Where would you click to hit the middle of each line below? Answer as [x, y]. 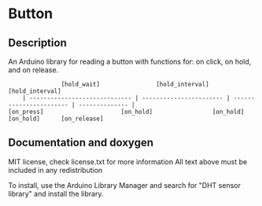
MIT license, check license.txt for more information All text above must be [128, 161]
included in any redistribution [55, 170]
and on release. [33, 70]
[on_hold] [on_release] [56, 119]
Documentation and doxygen [81, 143]
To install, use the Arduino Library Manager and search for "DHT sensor [125, 185]
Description [37, 43]
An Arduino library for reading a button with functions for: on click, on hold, [130, 61]
